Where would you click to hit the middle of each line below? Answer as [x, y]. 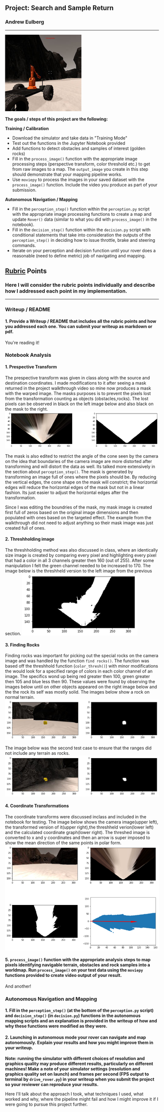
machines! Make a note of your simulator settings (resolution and [73, 1069]
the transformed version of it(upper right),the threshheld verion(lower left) [79, 827]
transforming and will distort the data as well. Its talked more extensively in [80, 466]
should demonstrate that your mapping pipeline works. [67, 174]
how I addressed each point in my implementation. [66, 291]
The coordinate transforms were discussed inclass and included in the [76, 816]
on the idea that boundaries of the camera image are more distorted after [79, 461]
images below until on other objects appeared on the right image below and [81, 687]
